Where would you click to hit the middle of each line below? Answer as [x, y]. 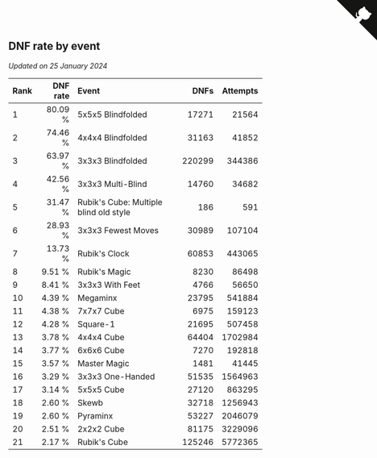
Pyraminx [95, 415]
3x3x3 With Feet [109, 285]
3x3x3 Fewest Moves [118, 230]
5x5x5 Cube [101, 389]
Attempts [240, 90]
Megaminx [97, 298]
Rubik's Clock [104, 253]
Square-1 [96, 324]
